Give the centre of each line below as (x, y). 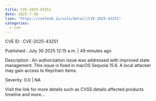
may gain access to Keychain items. (41, 70)
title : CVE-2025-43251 (28, 9)
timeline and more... (25, 95)
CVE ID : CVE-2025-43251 (32, 41)
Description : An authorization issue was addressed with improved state (78, 60)
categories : (17, 23)
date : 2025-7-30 (22, 14)
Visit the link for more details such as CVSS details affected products (74, 89)
